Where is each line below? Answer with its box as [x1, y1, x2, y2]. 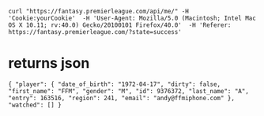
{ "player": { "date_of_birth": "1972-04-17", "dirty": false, [8, 80, 221, 88]
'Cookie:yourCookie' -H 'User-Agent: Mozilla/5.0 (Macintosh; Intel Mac [8, 14, 257, 22]
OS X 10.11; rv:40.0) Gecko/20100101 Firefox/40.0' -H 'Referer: [8, 21, 232, 29]
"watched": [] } [8, 101, 62, 109]
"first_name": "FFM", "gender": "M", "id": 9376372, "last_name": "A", [8, 87, 249, 95]
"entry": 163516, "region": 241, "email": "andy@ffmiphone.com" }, [8, 94, 236, 102]
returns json [8, 54, 90, 73]
